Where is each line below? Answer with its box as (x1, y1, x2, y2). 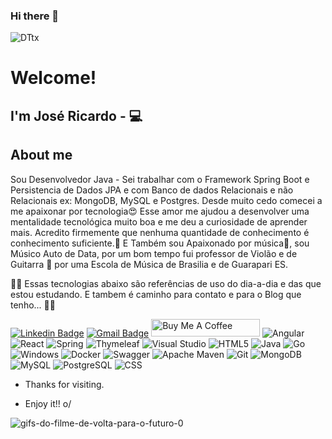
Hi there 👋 (10, 9, 60, 23)
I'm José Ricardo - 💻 (10, 107, 143, 124)
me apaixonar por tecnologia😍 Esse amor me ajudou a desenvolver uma (10, 205, 310, 217)
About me (10, 147, 73, 164)
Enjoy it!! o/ (24, 397, 72, 409)
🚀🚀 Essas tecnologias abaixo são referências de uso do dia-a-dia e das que (10, 277, 322, 289)
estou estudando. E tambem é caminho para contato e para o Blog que (10, 288, 302, 300)
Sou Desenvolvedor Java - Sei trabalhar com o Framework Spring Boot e (10, 173, 310, 185)
